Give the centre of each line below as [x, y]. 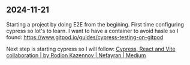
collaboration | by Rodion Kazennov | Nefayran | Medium [76, 55]
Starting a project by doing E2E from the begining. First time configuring [95, 24]
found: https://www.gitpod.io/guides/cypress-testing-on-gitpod [85, 37]
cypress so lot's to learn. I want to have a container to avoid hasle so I [92, 31]
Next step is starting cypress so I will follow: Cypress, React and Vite [91, 49]
